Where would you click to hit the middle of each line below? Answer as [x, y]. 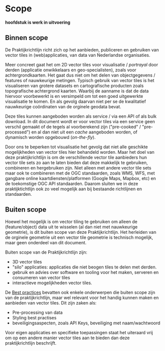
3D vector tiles [27, 262]
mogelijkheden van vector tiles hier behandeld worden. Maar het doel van [80, 152]
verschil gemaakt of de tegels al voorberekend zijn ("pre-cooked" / [73, 127]
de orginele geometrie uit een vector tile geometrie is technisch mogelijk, [79, 237]
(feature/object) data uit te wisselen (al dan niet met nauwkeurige [71, 227]
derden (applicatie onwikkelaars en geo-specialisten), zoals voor [71, 70]
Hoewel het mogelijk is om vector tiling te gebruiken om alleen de [71, 221]
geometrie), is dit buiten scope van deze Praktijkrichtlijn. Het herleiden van [81, 232]
